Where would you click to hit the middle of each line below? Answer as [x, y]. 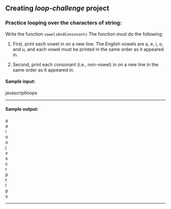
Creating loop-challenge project [57, 8]
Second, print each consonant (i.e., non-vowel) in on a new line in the [85, 64]
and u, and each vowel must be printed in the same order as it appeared [88, 49]
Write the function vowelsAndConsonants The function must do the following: [84, 34]
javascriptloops [21, 93]
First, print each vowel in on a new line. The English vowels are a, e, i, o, [88, 44]
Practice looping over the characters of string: [64, 23]
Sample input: [20, 81]
